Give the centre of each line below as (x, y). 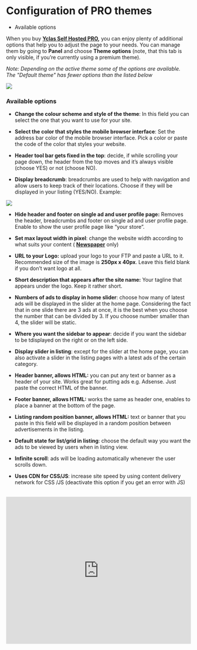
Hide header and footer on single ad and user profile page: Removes (99, 214)
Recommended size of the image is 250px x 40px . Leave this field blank (102, 262)
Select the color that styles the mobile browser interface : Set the (95, 132)
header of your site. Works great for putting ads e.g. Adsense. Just (95, 382)
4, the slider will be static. (45, 322)
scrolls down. (31, 465)
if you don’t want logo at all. (48, 268)
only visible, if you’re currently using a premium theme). (73, 57)
